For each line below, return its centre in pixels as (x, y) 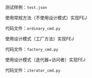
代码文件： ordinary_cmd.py (33, 28)
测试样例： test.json (26, 7)
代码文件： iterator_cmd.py (33, 70)
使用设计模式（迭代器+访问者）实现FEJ (45, 60)
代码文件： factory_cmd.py (32, 49)
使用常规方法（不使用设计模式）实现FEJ (46, 18)
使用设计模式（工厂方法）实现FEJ (40, 39)
